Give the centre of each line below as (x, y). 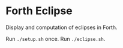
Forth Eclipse (39, 11)
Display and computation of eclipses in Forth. (61, 27)
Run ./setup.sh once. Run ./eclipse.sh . (55, 39)
